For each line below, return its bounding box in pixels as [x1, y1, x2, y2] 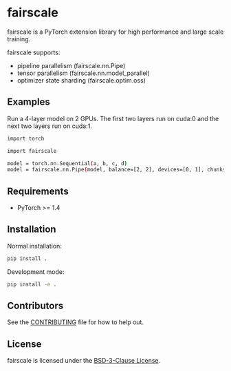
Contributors [7, 300, 64, 312]
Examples [7, 96, 50, 108]
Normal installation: [7, 242, 62, 250]
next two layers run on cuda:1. [7, 122, 93, 130]
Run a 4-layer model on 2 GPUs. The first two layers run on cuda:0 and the [7, 114, 219, 123]
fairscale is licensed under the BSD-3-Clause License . [7, 357, 161, 365]
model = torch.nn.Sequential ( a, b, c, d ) [7, 160, 128, 167]
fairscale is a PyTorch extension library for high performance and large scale [7, 28, 224, 36]
